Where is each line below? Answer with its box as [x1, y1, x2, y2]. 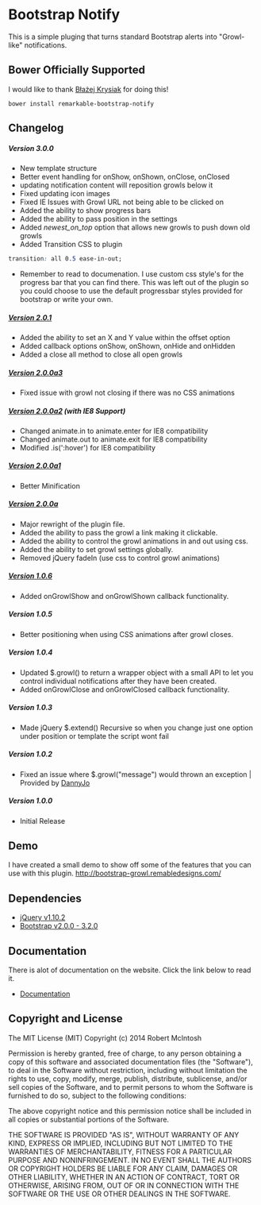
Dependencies [8, 891, 82, 905]
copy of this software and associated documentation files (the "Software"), [8, 1056, 254, 1066]
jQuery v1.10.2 [19, 913, 66, 922]
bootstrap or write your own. [19, 294, 113, 303]
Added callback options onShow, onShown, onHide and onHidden [19, 341, 236, 350]
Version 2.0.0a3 [8, 368, 63, 377]
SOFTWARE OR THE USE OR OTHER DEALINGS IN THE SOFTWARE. [8, 1189, 231, 1199]
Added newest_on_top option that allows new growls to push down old [19, 222, 251, 232]
